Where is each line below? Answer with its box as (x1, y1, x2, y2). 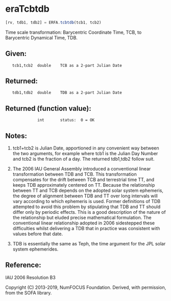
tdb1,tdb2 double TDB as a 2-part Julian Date (12, 90, 123, 95)
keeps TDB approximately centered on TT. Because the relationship (12, 182, 155, 188)
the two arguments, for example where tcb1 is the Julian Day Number (12, 150, 158, 157)
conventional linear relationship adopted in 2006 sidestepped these (12, 220, 155, 226)
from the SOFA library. (5, 289, 52, 296)
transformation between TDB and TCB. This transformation (12, 171, 137, 178)
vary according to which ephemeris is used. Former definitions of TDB (12, 198, 161, 205)
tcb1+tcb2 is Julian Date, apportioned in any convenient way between (12, 145, 159, 151)
